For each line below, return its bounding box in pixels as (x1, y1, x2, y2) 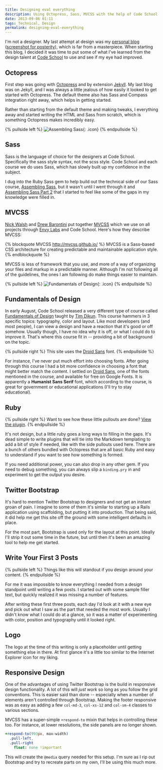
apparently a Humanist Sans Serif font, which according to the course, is (5, 379, 152, 385)
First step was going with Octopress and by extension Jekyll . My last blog (5, 81, 153, 87)
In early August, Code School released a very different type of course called (5, 308, 158, 314)
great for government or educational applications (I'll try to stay (5, 384, 132, 390)
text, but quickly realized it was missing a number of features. (5, 592, 129, 597)
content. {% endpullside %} (5, 572, 61, 577)
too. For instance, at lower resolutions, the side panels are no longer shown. (5, 722, 157, 728)
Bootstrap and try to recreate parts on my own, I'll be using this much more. (5, 759, 157, 765)
